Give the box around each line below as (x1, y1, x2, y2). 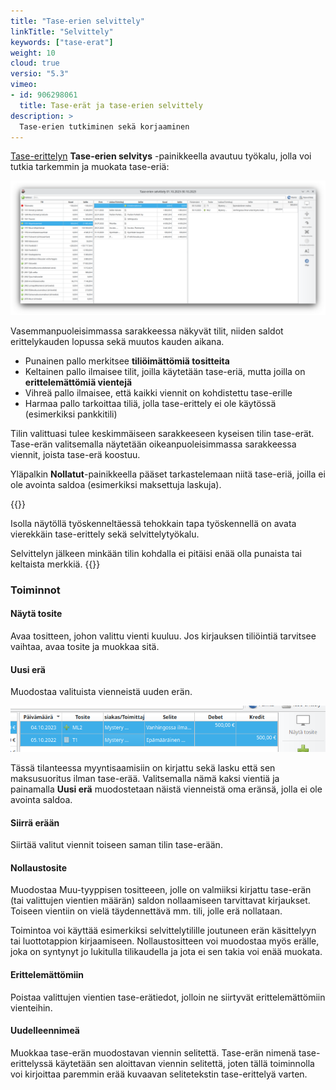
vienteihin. (10, 1001, 53, 1014)
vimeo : (10, 80, 38, 90)
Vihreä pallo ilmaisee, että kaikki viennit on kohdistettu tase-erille (24, 386, 293, 399)
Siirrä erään (10, 816, 60, 829)
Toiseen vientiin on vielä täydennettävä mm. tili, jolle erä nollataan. (10, 905, 283, 917)
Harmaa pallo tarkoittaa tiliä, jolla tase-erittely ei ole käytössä (24, 397, 277, 409)
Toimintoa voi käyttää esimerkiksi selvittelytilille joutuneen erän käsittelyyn (10, 925, 317, 937)
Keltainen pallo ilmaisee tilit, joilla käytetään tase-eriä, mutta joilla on (24, 365, 306, 377)
